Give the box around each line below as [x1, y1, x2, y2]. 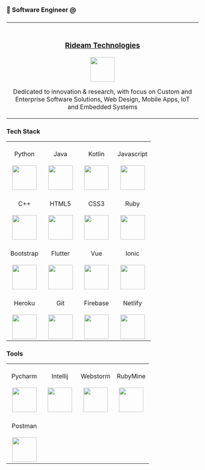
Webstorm [80, 372, 111, 381]
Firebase [84, 299, 109, 308]
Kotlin [88, 150, 105, 159]
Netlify [123, 299, 142, 308]
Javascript [117, 150, 148, 159]
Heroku [13, 299, 35, 308]
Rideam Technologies [65, 41, 140, 51]
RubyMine [117, 372, 146, 381]
